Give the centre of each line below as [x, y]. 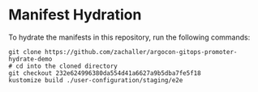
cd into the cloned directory [67, 66]
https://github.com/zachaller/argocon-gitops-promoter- [141, 52]
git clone [25, 52]
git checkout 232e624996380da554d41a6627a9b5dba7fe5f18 [105, 73]
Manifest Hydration [75, 15]
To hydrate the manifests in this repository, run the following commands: [129, 37]
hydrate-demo [30, 59]
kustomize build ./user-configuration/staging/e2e [96, 80]
